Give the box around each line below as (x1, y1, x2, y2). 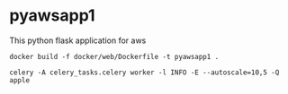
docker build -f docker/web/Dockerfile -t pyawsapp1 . (9, 52, 220, 61)
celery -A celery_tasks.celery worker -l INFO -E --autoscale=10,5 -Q (9, 68, 280, 77)
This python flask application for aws (9, 35, 147, 46)
